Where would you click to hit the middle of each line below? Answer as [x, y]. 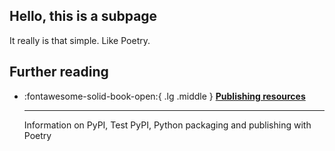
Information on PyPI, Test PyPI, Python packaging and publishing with [167, 125]
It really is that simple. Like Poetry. [80, 40]
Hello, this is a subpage [83, 16]
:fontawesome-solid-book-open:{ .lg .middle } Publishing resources [164, 96]
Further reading [59, 72]
